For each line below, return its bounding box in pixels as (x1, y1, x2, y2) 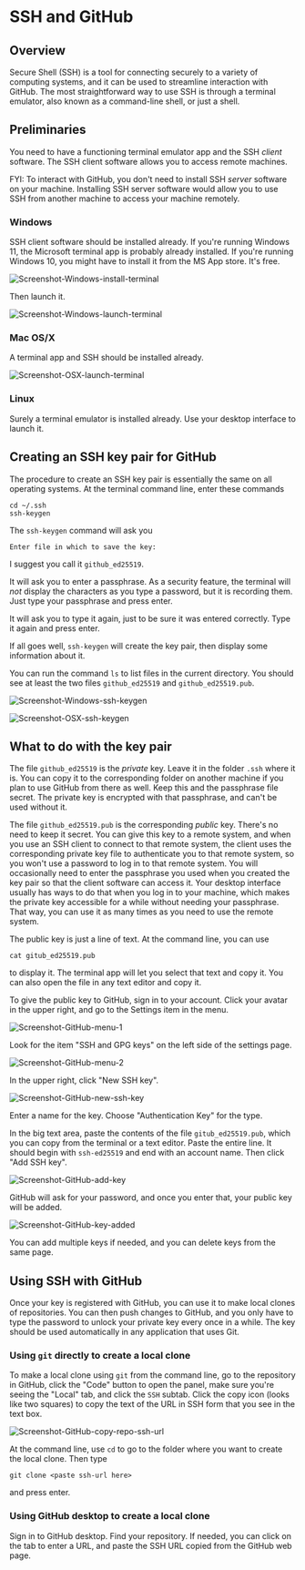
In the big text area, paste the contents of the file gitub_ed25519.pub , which (9, 1127, 291, 1139)
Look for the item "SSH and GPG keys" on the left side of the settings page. (9, 1040, 292, 1051)
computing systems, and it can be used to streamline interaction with (9, 76, 269, 87)
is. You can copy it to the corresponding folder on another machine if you (9, 772, 284, 784)
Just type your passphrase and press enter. (9, 595, 173, 607)
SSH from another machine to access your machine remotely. (9, 193, 240, 204)
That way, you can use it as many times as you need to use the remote (9, 906, 274, 917)
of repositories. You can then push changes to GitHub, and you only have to (9, 1307, 294, 1318)
